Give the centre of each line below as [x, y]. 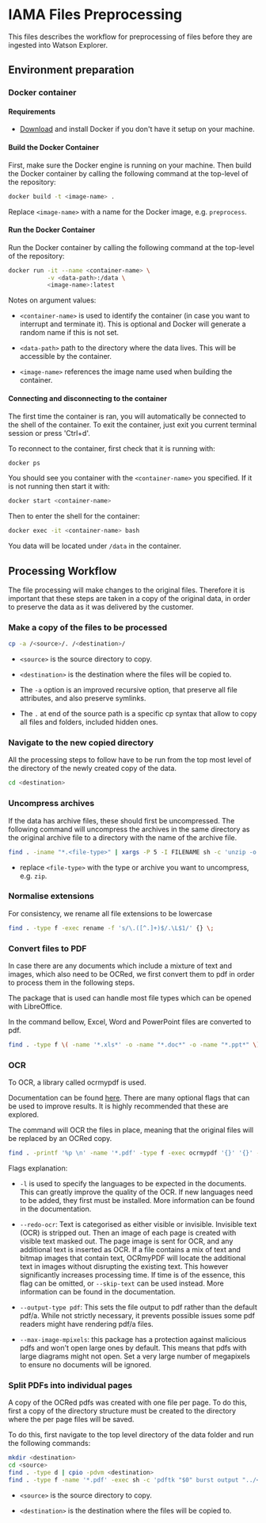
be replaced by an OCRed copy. [60, 1139]
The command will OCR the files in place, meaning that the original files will [131, 1130]
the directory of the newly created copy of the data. [92, 769]
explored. [24, 1115]
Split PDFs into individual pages [70, 1385]
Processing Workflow [63, 571]
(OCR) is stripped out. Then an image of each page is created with [128, 1233]
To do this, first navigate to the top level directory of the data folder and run [131, 1435]
